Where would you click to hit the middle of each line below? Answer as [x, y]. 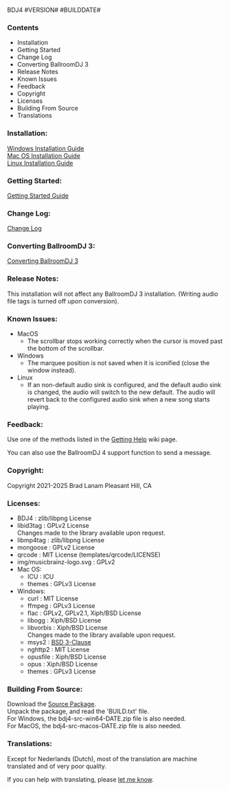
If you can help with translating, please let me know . [81, 779]
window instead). [52, 371]
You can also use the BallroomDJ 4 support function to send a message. [110, 453]
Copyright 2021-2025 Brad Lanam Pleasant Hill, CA [80, 485]
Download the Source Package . [52, 704]
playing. [38, 407]
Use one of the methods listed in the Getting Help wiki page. [92, 439]
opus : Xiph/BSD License [62, 664]
